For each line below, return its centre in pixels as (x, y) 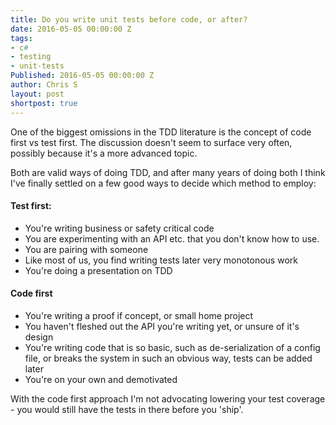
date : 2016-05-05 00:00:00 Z (71, 29)
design (39, 337)
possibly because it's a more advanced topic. (104, 153)
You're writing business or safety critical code (119, 228)
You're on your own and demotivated (101, 379)
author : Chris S (44, 85)
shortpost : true (44, 103)
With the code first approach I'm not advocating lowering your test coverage (168, 398)
